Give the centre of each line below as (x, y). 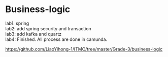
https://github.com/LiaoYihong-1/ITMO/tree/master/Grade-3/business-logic (84, 49)
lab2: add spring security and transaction (48, 28)
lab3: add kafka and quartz (33, 34)
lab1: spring (17, 23)
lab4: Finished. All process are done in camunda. (56, 39)
